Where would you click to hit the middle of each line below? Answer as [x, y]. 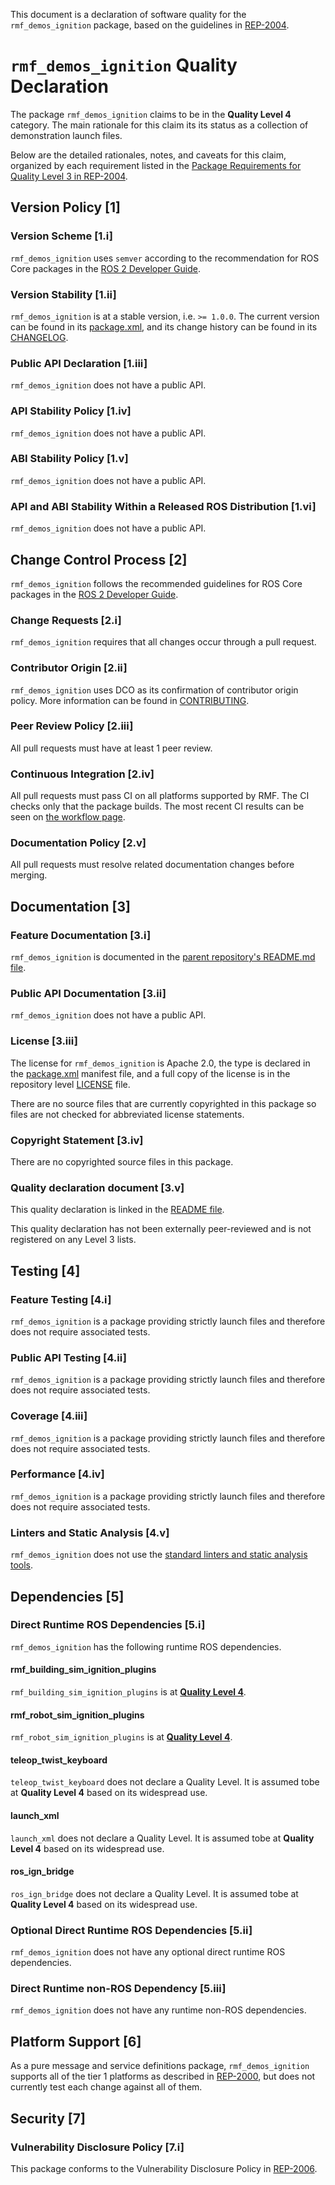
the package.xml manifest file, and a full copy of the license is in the [150, 1073]
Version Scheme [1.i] [62, 236]
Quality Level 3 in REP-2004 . [69, 176]
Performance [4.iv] [57, 1474]
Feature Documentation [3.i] [81, 935]
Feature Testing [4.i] [61, 1299]
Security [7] [48, 2118]
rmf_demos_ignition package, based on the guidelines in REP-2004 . [150, 25]
